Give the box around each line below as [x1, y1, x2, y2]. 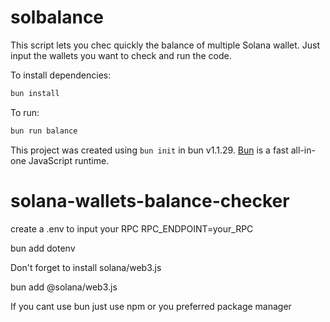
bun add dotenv [10, 242, 76, 254]
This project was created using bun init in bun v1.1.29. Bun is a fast [10, 144, 289, 156]
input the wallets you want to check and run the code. [10, 49, 232, 61]
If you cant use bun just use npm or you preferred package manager [10, 300, 292, 312]
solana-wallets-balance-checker [10, 189, 290, 212]
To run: [10, 106, 40, 118]
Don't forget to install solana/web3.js [10, 261, 162, 273]
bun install [10, 88, 60, 98]
